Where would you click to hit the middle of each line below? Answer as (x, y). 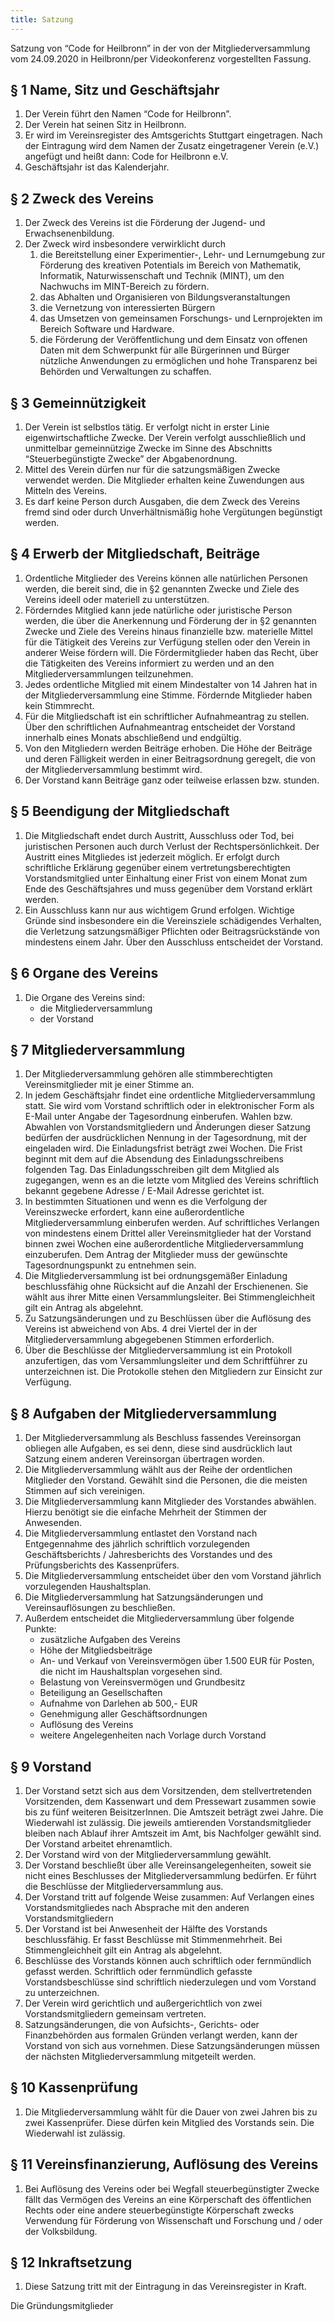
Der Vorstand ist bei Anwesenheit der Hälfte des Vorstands (146, 1928)
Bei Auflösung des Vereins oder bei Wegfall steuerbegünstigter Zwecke (172, 2188)
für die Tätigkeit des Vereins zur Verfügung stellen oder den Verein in (167, 642)
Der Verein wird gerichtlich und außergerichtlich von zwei (143, 2003)
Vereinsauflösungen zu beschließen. (100, 1608)
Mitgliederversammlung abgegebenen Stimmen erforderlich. (149, 1340)
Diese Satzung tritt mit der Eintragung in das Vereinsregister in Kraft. (165, 2287)
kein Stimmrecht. (59, 705)
